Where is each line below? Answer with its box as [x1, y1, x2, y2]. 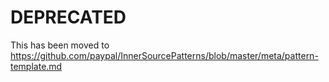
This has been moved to [10, 39, 110, 51]
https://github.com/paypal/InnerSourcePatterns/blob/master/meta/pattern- [10, 49, 319, 61]
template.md [10, 60, 63, 72]
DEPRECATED [10, 6, 127, 29]
